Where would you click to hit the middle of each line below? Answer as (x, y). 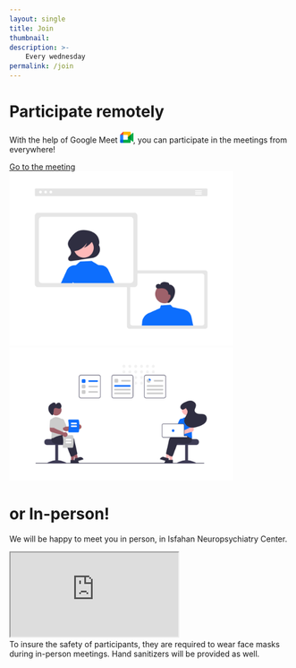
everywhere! (33, 149)
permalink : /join (42, 66)
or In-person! (59, 513)
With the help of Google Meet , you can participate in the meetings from (148, 140)
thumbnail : (30, 38)
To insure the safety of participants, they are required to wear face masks (144, 644)
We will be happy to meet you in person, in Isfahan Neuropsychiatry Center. (148, 539)
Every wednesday (56, 57)
